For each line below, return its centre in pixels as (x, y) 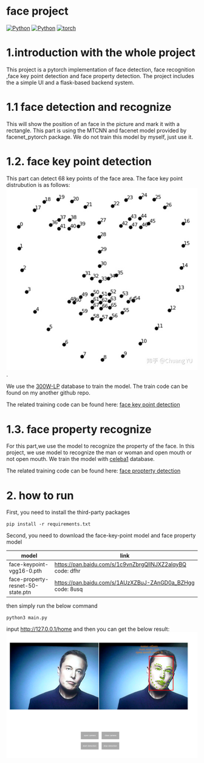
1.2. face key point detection (79, 161)
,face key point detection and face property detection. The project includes (100, 76)
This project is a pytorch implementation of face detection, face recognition (101, 69)
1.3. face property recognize (79, 429)
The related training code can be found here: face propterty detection (93, 471)
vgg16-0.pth (25, 571)
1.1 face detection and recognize (89, 107)
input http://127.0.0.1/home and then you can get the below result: (88, 629)
